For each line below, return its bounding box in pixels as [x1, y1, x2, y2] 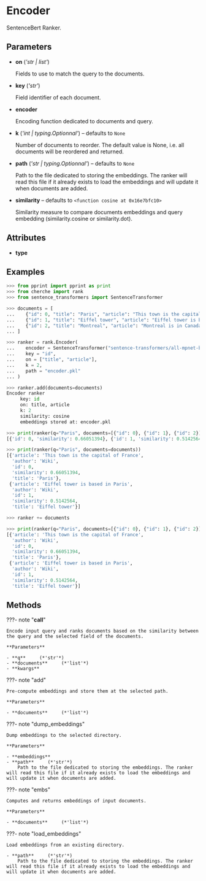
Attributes [6, 233, 46, 243]
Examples [6, 266, 45, 277]
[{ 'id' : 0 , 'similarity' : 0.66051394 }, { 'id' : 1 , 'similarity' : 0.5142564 [6, 436, 202, 442]
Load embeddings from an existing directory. [6, 842, 124, 848]
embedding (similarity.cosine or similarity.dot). [15, 215, 133, 222]
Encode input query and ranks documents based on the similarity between [6, 628, 199, 634]
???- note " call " [6, 616, 46, 623]
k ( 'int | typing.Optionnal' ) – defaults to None [15, 129, 126, 137]
